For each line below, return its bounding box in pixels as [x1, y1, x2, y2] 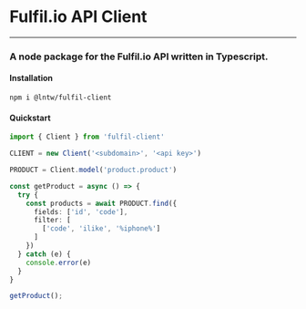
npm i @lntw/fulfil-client [9, 93, 112, 102]
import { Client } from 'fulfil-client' [9, 132, 166, 142]
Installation [9, 73, 53, 84]
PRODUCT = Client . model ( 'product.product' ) [9, 166, 178, 175]
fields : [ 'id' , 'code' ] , [33, 207, 128, 216]
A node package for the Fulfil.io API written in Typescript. [9, 50, 269, 63]
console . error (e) [25, 258, 92, 267]
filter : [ [33, 216, 71, 225]
